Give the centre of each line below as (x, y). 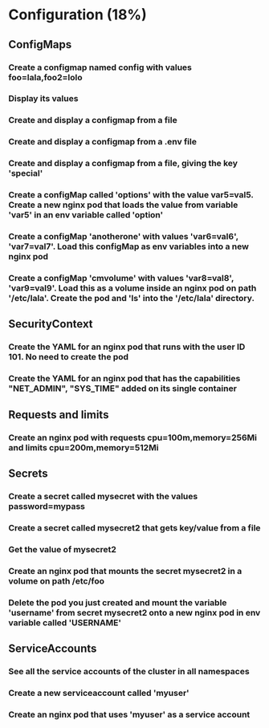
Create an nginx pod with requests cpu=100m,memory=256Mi (132, 437)
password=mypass (47, 506)
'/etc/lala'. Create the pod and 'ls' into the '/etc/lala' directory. (132, 298)
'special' (26, 173)
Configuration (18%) (77, 15)
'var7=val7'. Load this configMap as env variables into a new (128, 246)
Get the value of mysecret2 (62, 549)
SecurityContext (51, 324)
